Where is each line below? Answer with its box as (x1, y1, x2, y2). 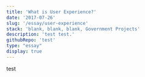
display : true (6, 49, 43, 55)
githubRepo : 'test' (6, 37, 56, 43)
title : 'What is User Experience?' (6, 8, 97, 15)
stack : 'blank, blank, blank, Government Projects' (6, 25, 140, 32)
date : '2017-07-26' (6, 15, 56, 21)
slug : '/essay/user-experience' (6, 20, 88, 26)
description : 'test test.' (6, 32, 75, 38)
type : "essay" (6, 43, 43, 49)
